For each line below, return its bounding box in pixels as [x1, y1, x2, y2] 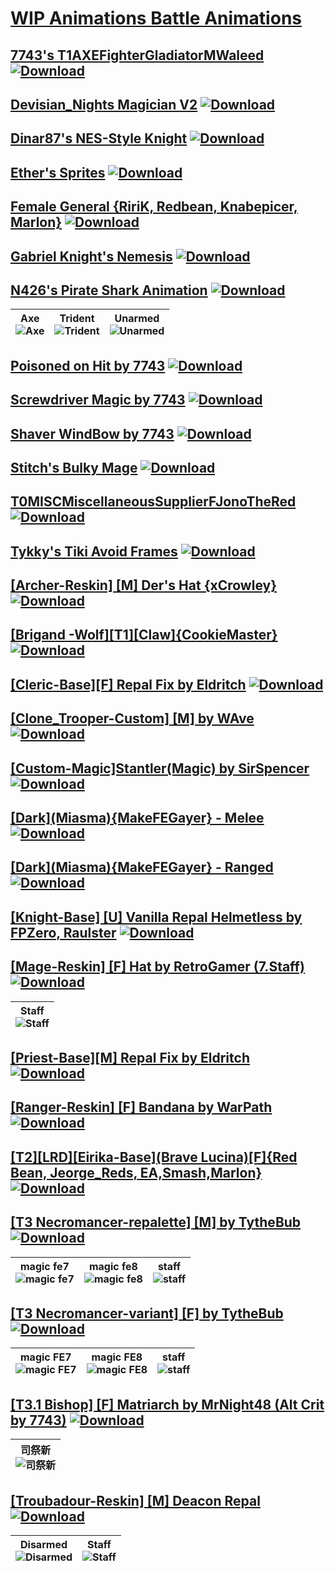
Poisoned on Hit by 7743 [10, 357, 166, 374]
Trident [59, 312, 95, 326]
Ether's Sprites [10, 164, 106, 181]
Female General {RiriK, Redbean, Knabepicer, [10, 198, 298, 216]
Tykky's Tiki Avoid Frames [10, 543, 178, 560]
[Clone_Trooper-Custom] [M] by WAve [10, 710, 255, 727]
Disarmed [20, 1538, 68, 1552]
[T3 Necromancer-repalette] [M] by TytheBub [10, 1214, 302, 1231]
